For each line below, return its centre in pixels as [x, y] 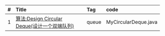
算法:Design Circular [39, 19]
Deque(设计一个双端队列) [45, 26]
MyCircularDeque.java [132, 22]
